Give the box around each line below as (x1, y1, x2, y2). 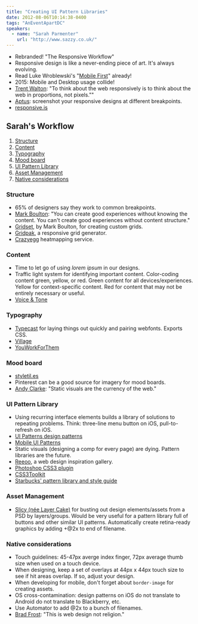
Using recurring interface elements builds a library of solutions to (14, 414, 175, 421)
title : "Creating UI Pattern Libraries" (6, 8, 109, 15)
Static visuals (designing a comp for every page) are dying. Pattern (14, 446, 180, 453)
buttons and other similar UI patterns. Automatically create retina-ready (14, 519, 191, 526)
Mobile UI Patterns (14, 439, 61, 446)
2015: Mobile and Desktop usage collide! (14, 78, 115, 86)
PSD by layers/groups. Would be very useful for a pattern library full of (14, 512, 188, 519)
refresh (14, 426, 33, 434)
